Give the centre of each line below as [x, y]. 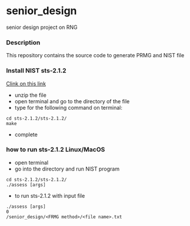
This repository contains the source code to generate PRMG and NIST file [95, 55]
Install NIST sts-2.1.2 [36, 71]
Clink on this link [26, 83]
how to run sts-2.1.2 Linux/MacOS [56, 150]
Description [23, 42]
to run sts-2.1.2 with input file [50, 195]
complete [26, 135]
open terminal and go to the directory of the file [72, 101]
